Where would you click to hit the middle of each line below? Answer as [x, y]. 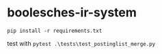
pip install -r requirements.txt [55, 31]
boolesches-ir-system [72, 13]
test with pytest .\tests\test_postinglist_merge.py [81, 43]
